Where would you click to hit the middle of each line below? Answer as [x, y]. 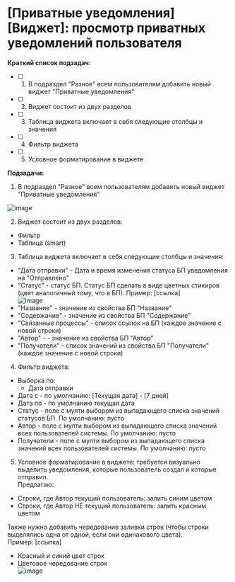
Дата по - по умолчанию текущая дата [76, 403]
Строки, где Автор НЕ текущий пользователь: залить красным [112, 506]
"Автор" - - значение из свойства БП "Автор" [85, 338]
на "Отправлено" [43, 278]
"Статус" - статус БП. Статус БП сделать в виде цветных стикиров [119, 285]
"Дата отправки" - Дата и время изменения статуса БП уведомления [122, 270]
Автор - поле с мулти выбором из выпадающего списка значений [117, 426]
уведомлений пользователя [95, 43]
